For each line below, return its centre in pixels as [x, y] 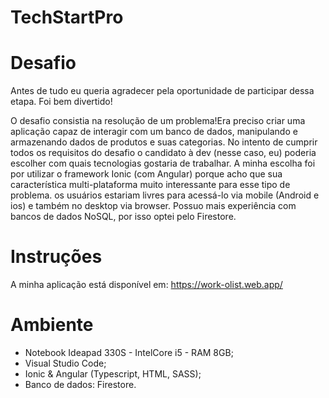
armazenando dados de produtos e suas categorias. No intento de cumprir [164, 142]
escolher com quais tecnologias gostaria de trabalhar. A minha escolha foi [163, 163]
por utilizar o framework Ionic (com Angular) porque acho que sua [146, 174]
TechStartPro [67, 17]
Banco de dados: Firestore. [80, 384]
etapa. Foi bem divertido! [61, 102]
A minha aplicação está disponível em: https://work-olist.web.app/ [146, 285]
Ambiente [52, 325]
